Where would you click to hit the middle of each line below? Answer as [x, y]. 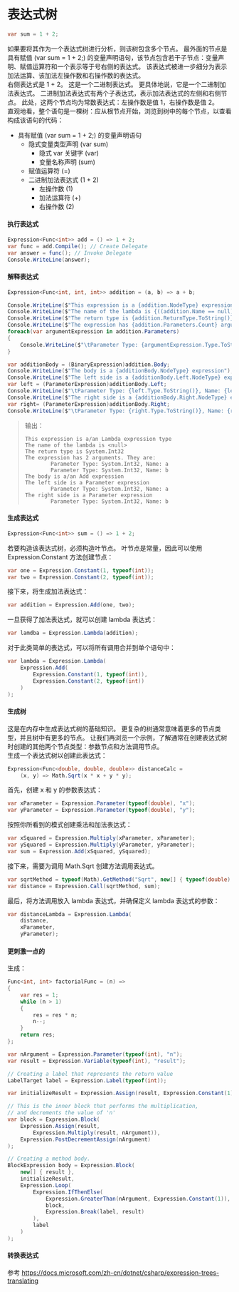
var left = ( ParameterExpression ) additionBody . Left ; [87, 385]
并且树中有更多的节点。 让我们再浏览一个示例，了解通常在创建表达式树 [123, 737]
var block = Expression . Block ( [54, 1120]
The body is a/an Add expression [74, 476]
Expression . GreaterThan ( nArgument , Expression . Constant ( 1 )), [138, 1199]
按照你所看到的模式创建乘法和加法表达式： [70, 825]
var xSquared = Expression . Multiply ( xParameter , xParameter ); [101, 838]
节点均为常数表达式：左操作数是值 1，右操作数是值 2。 [139, 102]
